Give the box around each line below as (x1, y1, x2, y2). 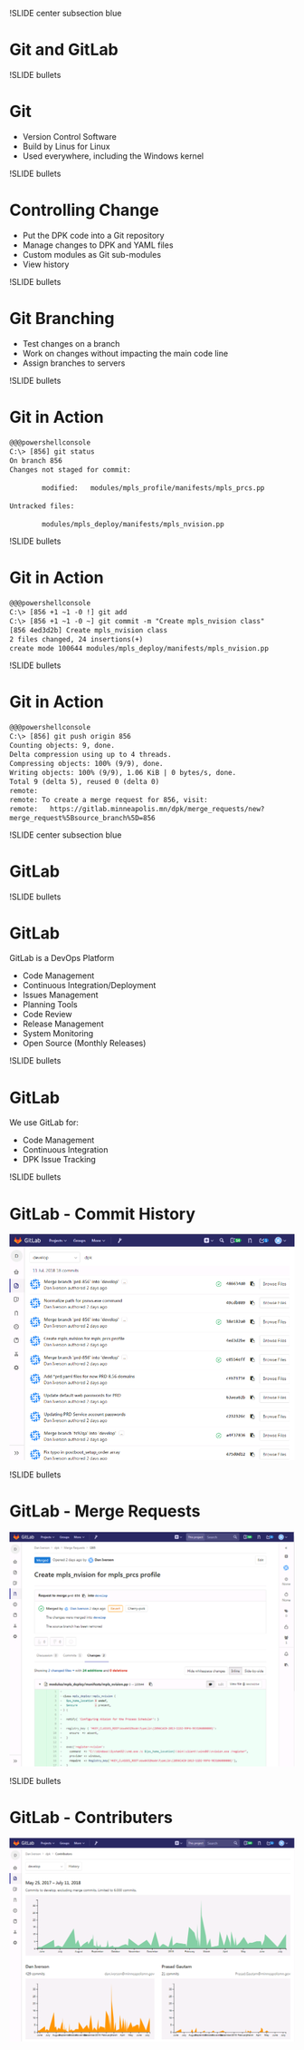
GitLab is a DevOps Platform (9, 953, 115, 964)
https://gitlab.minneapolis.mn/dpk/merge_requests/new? (49, 804, 265, 813)
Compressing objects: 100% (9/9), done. (9, 759, 165, 768)
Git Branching (9, 309, 115, 329)
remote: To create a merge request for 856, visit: (9, 795, 208, 804)
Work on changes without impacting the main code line (22, 348, 229, 358)
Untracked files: (9, 501, 75, 511)
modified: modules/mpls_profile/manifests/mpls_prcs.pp (42, 483, 265, 493)
